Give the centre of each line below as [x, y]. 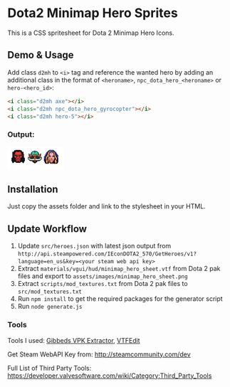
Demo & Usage [41, 55]
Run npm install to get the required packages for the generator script [120, 299]
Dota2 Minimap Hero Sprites [93, 13]
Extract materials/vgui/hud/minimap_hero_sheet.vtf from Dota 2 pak [119, 269]
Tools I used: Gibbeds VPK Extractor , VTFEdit [74, 340]
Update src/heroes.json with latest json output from [94, 246]
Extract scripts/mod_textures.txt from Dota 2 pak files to [103, 284]
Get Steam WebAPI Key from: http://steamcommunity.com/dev [99, 354]
